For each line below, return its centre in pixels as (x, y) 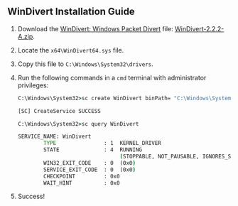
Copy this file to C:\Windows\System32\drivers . (86, 64)
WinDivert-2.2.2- (199, 28)
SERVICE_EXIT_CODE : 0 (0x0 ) (90, 170)
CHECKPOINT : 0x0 (82, 176)
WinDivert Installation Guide (71, 12)
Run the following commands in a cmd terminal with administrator (112, 77)
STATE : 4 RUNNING (93, 150)
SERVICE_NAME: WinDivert (54, 137)
